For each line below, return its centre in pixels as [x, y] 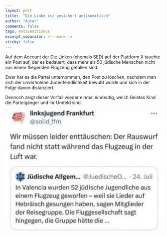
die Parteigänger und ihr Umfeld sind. [44, 103]
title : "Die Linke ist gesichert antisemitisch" [58, 16]
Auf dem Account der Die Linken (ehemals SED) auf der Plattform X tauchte [83, 57]
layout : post [19, 10]
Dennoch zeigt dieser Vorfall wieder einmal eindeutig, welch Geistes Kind [81, 97]
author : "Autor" [22, 21]
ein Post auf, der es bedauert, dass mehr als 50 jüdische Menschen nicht [80, 62]
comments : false [22, 26]
